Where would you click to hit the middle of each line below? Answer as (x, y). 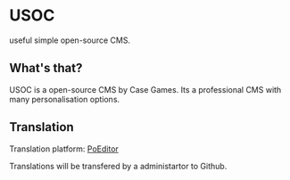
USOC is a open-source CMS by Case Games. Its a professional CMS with (145, 89)
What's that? (46, 68)
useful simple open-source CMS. (70, 40)
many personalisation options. (65, 99)
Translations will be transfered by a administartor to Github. (118, 166)
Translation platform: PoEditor (64, 149)
